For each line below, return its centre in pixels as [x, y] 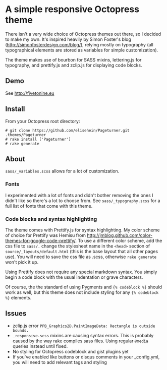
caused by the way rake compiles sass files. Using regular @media [80, 341]
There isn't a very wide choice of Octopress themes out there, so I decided [83, 34]
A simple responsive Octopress [72, 9]
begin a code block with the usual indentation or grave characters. [74, 277]
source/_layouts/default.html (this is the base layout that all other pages [81, 251]
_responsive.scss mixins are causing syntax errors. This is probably [83, 335]
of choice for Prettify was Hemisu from [46, 235]
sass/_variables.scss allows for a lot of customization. [62, 171]
